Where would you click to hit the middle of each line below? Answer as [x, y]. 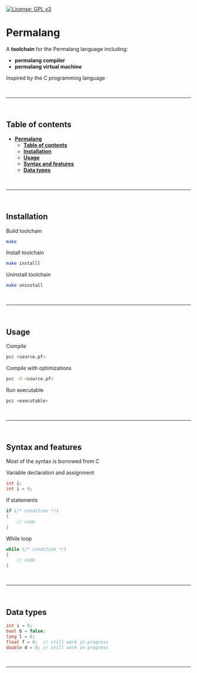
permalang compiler [40, 60]
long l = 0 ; [21, 637]
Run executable [25, 390]
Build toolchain [24, 231]
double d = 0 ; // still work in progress [57, 647]
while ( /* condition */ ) [36, 549]
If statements [22, 500]
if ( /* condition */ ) [33, 511]
